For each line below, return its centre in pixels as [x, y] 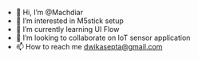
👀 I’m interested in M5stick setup [69, 21]
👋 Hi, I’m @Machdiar [49, 12]
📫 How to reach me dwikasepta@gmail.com [89, 47]
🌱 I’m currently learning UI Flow [67, 29]
